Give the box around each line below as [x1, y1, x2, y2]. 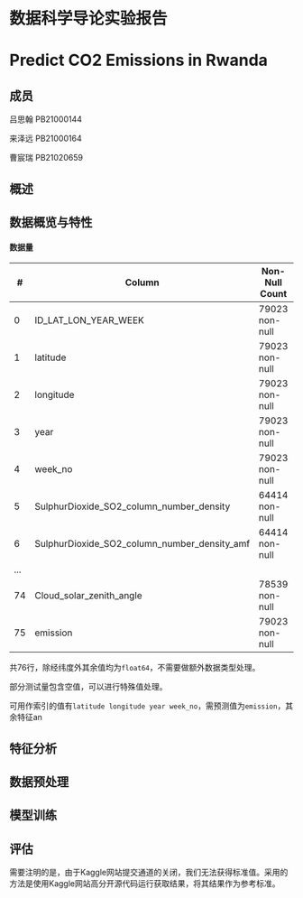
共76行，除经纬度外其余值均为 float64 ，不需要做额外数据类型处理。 [9, 662, 261, 673]
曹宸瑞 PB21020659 [9, 153, 84, 163]
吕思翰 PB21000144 [9, 114, 83, 125]
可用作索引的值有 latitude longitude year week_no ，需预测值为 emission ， [9, 700, 286, 711]
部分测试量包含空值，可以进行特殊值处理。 [9, 681, 168, 692]
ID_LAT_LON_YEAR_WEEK [34, 314, 144, 327]
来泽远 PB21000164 [9, 133, 83, 144]
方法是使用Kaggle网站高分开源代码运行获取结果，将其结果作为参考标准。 [9, 878, 280, 889]
